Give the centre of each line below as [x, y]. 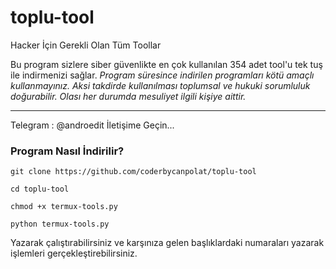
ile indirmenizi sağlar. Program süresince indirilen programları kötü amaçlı [162, 75]
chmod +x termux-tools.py [64, 207]
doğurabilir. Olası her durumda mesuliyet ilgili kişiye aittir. [128, 96]
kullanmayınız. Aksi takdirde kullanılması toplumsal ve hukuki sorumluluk [160, 85]
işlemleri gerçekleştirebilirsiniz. [74, 253]
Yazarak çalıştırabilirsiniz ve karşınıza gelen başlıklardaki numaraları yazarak [167, 243]
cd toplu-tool [40, 189]
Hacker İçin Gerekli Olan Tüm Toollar [86, 45]
